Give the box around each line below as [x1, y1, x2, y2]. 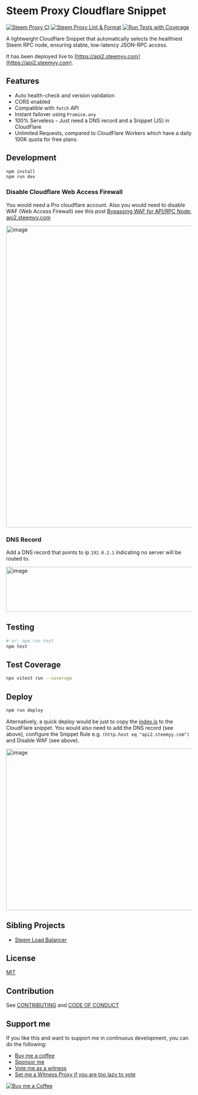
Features [6, 76, 39, 86]
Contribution [6, 986, 54, 996]
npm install [6, 168, 35, 175]
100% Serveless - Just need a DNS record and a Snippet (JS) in [14, 117, 170, 124]
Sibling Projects [6, 920, 65, 930]
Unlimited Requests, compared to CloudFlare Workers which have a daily [14, 129, 192, 136]
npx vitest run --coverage [6, 676, 72, 681]
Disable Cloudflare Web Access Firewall [6, 188, 123, 196]
